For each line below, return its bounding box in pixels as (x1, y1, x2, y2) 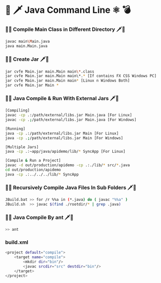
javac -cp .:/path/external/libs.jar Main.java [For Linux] (5, 113, 133, 118)
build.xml (5, 239, 28, 246)
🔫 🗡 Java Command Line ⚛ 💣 (5, 4, 131, 16)
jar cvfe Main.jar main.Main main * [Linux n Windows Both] (5, 78, 130, 83)
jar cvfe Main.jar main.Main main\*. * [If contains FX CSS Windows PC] (5, 74, 157, 79)
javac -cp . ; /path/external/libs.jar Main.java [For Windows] (5, 117, 137, 122)
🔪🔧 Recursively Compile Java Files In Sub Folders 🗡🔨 (5, 184, 137, 191)
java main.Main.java (5, 44, 48, 49)
